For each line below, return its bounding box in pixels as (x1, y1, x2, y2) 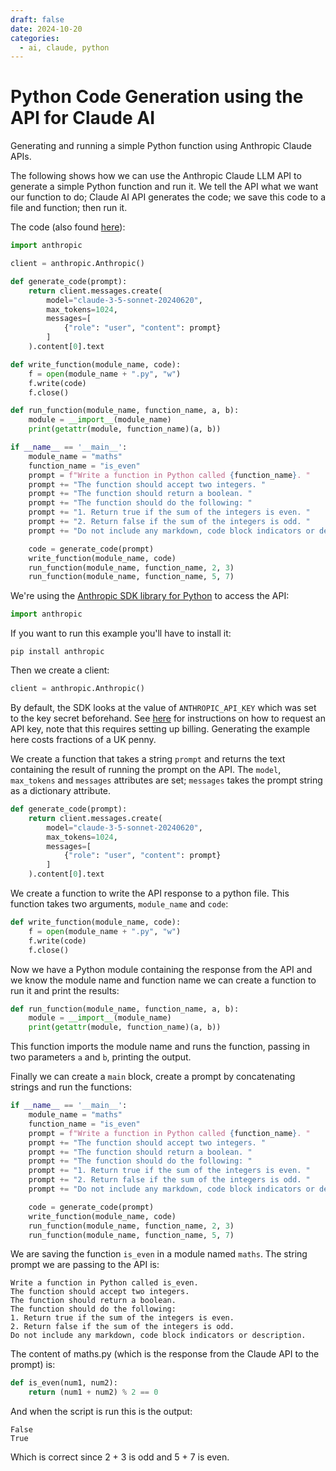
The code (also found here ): (10, 221, 126, 233)
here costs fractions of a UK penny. (10, 734, 157, 746)
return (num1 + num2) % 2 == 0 (28, 1387, 159, 1398)
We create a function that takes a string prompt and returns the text (10, 753, 286, 765)
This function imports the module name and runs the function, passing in (10, 1041, 310, 1053)
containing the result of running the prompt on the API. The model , (10, 764, 282, 776)
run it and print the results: (10, 984, 120, 996)
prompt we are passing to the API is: (10, 1259, 160, 1271)
